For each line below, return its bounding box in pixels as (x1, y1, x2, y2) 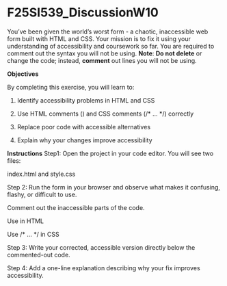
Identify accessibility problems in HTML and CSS (16, 96, 155, 104)
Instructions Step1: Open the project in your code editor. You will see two (7, 149, 214, 157)
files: (7, 156, 21, 165)
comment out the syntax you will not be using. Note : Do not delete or (7, 49, 202, 57)
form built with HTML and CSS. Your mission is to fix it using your (7, 34, 191, 42)
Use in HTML (7, 217, 44, 225)
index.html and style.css (7, 170, 76, 178)
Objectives (7, 70, 39, 78)
